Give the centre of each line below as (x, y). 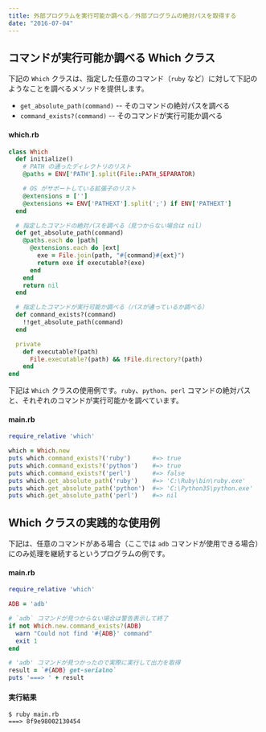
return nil (41, 285)
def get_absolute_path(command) (70, 233)
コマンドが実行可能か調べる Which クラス (112, 57)
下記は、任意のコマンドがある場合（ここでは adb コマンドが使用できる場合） (134, 544)
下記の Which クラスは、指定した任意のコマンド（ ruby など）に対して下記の (133, 79)
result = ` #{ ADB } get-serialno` (62, 671)
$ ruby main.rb (34, 715)
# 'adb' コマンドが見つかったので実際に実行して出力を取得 (94, 663)
